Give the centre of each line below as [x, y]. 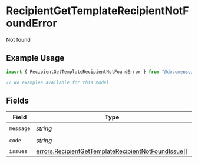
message [20, 128]
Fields [18, 100]
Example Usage [35, 58]
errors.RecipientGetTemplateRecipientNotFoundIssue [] [112, 151]
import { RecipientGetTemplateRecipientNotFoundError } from [83, 72]
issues [18, 152]
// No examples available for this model [58, 82]
